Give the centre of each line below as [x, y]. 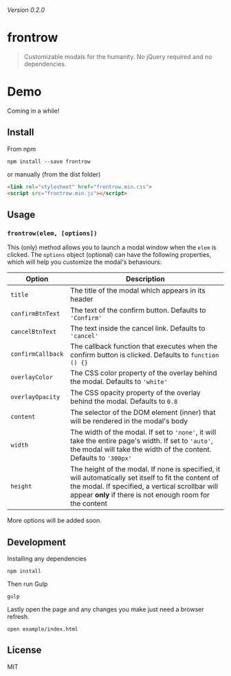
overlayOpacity [35, 397]
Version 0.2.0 [26, 10]
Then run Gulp [27, 584]
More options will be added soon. [54, 521]
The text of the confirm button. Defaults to [138, 311]
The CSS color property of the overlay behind [143, 373]
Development [37, 542]
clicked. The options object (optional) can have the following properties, [109, 255]
